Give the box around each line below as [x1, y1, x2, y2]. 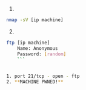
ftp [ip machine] [6, 40, 50, 46]
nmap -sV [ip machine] [6, 17, 64, 23]
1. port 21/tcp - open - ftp [6, 73, 80, 80]
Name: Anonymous [17, 45, 59, 51]
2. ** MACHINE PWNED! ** [6, 79, 64, 85]
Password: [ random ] [17, 51, 67, 57]
